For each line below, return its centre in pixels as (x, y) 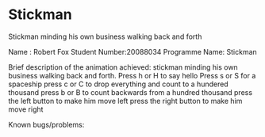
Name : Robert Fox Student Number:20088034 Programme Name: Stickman (133, 51)
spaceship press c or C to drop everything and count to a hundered (118, 84)
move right (26, 109)
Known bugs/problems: (46, 124)
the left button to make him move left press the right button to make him (125, 101)
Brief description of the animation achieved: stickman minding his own (123, 67)
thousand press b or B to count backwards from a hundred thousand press (130, 92)
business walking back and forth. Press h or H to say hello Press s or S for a (132, 75)
